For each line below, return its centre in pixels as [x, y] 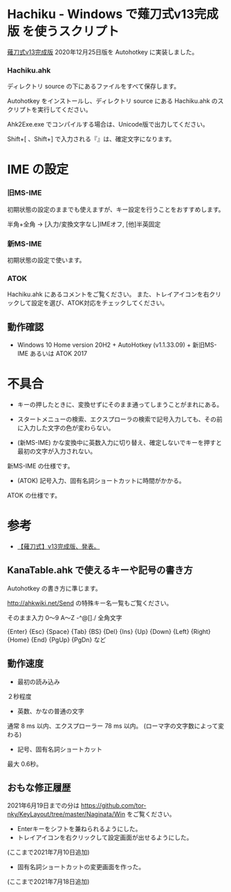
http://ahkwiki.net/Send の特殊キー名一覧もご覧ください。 [90, 603]
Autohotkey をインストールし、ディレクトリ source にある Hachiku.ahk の [112, 101]
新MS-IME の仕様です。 [40, 466]
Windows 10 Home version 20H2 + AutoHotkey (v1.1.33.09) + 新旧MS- [117, 345]
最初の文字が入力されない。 [57, 451]
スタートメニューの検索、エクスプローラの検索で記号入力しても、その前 [120, 419]
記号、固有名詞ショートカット [59, 749]
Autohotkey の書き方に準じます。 [54, 588]
